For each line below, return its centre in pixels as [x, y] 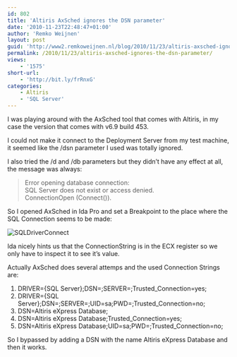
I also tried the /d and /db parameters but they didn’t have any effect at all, [115, 162]
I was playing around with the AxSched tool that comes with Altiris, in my [113, 119]
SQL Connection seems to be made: [60, 219]
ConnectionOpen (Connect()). [68, 198]
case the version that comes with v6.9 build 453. [78, 127]
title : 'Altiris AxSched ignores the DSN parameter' [86, 20]
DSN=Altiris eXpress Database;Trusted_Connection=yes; [99, 319]
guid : [15, 47]
